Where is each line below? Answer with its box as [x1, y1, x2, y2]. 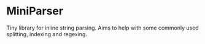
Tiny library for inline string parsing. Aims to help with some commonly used [6, 24, 199, 31]
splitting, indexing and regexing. [6, 30, 88, 37]
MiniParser [6, 4, 63, 18]
